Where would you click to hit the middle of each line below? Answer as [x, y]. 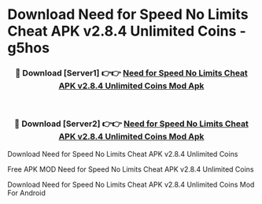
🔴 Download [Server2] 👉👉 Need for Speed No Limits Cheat [131, 124]
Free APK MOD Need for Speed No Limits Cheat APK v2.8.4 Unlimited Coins [131, 169]
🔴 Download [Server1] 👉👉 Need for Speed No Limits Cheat [131, 73]
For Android [27, 193]
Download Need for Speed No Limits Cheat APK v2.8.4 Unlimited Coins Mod [131, 184]
